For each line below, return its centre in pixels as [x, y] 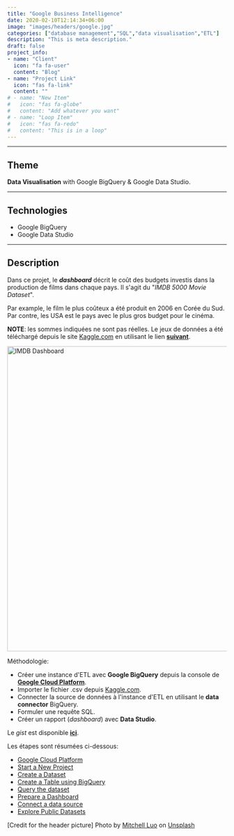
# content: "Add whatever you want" [63, 111]
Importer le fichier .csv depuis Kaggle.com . [79, 689]
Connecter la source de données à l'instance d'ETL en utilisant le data [118, 697]
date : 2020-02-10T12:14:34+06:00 [56, 20]
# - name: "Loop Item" [40, 117]
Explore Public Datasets [51, 811]
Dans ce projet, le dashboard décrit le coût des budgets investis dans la [111, 280]
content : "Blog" [37, 72]
